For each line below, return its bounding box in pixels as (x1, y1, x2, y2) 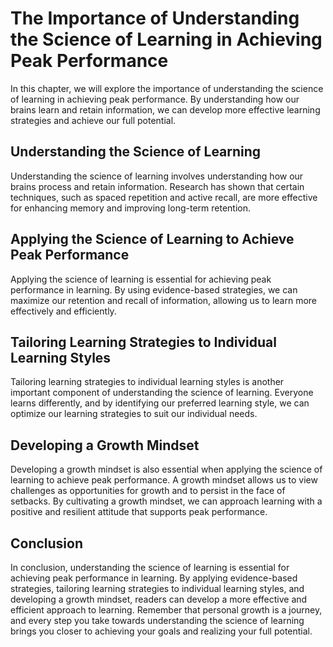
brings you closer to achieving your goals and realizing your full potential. (10, 625, 313, 637)
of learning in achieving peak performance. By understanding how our (10, 93, 300, 105)
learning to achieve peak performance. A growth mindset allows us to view (10, 474, 318, 486)
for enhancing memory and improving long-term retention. (10, 202, 251, 214)
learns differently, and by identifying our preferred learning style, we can (10, 397, 310, 409)
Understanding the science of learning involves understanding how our (10, 170, 304, 182)
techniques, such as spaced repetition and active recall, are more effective (10, 191, 318, 203)
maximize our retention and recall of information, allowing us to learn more (10, 294, 318, 306)
